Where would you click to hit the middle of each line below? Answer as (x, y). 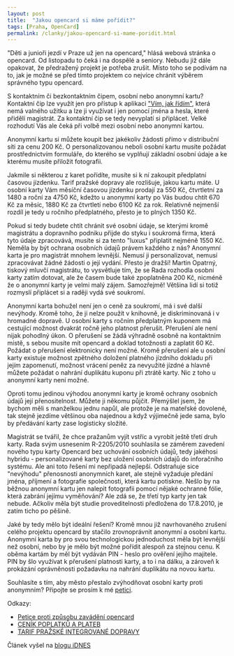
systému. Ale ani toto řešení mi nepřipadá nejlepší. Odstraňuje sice (103, 467)
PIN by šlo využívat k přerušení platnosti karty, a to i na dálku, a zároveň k (114, 562)
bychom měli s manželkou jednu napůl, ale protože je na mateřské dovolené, (117, 408)
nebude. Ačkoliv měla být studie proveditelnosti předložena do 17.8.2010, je (115, 504)
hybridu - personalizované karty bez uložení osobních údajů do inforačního (115, 459)
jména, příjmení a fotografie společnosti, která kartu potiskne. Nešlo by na (114, 482)
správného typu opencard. (45, 83)
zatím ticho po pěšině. (39, 511)
